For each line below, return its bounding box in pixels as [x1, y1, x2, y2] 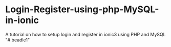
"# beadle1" [5, 37, 30, 43]
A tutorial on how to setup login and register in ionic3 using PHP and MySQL [5, 31, 166, 37]
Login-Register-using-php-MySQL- [5, 4, 159, 15]
